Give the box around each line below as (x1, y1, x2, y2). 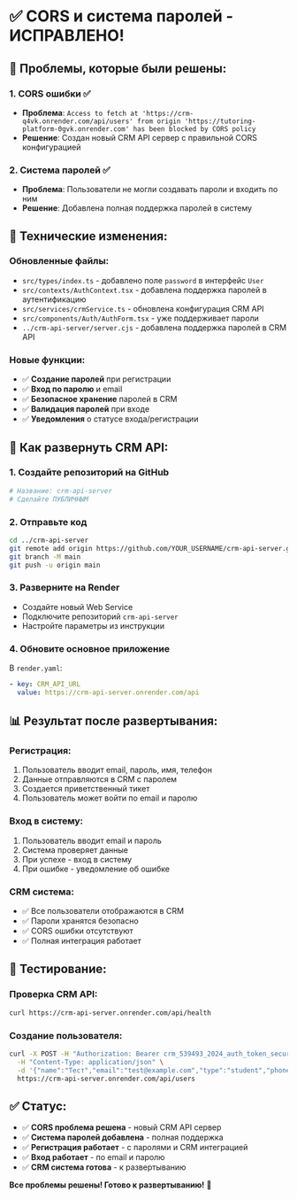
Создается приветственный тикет (21, 784, 150, 794)
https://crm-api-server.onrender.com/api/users (17, 1074, 196, 1083)
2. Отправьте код (9, 515, 88, 528)
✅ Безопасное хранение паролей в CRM (21, 394, 178, 405)
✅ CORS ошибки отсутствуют (21, 925, 134, 936)
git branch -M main (9, 552, 81, 561)
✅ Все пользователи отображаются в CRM (21, 906, 184, 917)
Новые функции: (9, 353, 86, 366)
